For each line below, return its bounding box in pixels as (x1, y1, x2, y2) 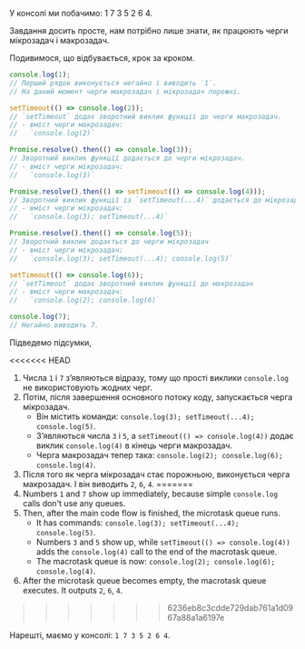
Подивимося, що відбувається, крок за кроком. (9, 53, 195, 63)
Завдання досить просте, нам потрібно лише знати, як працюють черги (9, 25, 289, 35)
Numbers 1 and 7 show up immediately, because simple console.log (22, 488, 279, 499)
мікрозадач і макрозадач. (9, 35, 110, 45)
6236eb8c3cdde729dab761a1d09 (167, 602, 293, 613)
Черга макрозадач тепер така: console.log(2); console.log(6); (35, 449, 283, 460)
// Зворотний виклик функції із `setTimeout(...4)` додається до (9, 195, 261, 205)
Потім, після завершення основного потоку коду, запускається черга (22, 391, 293, 403)
